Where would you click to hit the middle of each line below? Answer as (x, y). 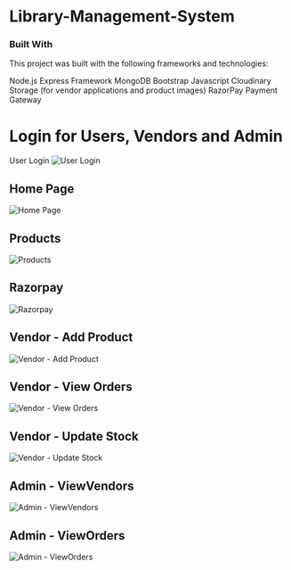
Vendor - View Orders (71, 387)
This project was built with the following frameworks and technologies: (139, 63)
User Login (29, 161)
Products (35, 238)
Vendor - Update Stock (74, 436)
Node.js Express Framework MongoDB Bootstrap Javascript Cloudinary (140, 81)
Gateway (25, 100)
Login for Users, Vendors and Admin (146, 136)
